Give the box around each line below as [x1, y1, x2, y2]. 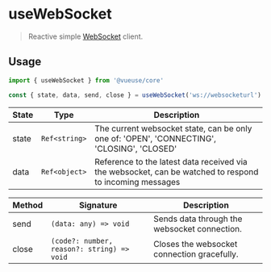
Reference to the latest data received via [94, 156, 248, 167]
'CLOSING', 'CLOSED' [94, 143, 177, 154]
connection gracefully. [152, 248, 240, 259]
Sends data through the [152, 213, 243, 224]
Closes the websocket [152, 238, 238, 249]
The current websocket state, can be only [94, 123, 252, 134]
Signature [79, 199, 118, 211]
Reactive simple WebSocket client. [27, 31, 144, 41]
